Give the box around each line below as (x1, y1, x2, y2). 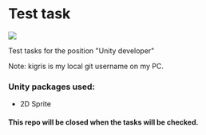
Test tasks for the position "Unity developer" (8, 45, 155, 56)
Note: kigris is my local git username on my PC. (8, 61, 164, 71)
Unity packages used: (8, 81, 96, 92)
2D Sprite (19, 99, 52, 109)
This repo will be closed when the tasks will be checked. (8, 117, 199, 127)
